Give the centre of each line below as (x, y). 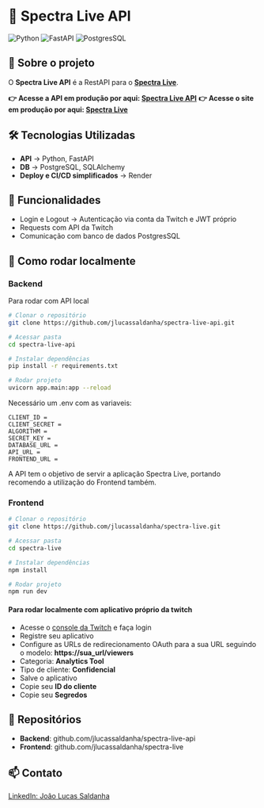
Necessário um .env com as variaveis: (70, 403)
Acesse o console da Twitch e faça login (85, 627)
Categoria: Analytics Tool (62, 661)
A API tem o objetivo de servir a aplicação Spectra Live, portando (115, 474)
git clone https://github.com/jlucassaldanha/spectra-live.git (115, 527)
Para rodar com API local (49, 301)
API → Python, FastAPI (57, 159)
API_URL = (25, 452)
